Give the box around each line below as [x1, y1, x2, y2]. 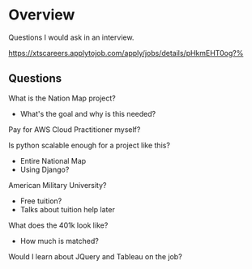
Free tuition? [19, 196, 62, 206]
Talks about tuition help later [19, 204, 115, 214]
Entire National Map [19, 156, 87, 165]
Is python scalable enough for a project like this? [8, 140, 170, 150]
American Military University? [8, 180, 107, 190]
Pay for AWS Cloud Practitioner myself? [8, 124, 141, 134]
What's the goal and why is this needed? [19, 109, 156, 118]
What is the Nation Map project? [8, 93, 116, 103]
